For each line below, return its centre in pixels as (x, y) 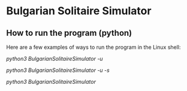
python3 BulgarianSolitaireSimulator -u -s (58, 70)
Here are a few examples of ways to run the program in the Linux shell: (93, 47)
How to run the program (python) (69, 33)
